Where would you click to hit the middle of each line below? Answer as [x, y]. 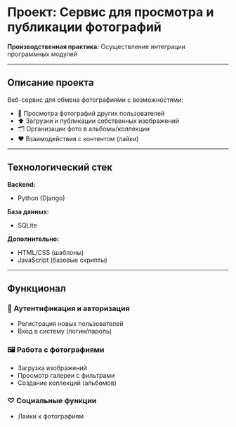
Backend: [21, 184]
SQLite [27, 225]
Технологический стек [60, 167]
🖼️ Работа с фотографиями [56, 350]
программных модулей [42, 54]
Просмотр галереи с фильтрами [66, 375]
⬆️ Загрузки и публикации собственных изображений [98, 121]
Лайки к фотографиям [51, 416]
